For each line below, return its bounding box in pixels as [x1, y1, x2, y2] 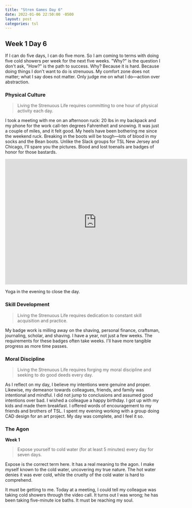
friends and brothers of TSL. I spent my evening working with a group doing [5, 408, 159, 414]
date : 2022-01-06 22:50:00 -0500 [5, 12, 74, 17]
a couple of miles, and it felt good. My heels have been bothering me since [5, 128, 157, 134]
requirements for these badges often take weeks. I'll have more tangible [5, 338, 152, 344]
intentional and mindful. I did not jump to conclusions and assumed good [5, 392, 153, 398]
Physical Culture [5, 91, 46, 98]
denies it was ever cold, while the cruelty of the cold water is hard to [5, 472, 145, 478]
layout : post [5, 16, 32, 21]
